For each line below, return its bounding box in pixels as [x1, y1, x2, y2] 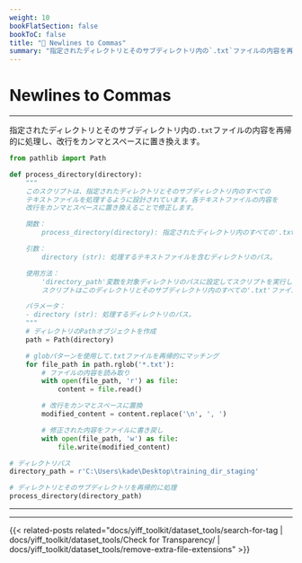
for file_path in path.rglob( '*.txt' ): [25, 360, 175, 369]
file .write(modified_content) [57, 442, 171, 451]
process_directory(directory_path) [9, 492, 143, 501]
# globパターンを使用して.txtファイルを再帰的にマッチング [25, 352, 219, 361]
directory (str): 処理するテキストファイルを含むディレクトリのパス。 [41, 253, 277, 262]
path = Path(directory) [25, 335, 115, 344]
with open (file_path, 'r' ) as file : [41, 377, 179, 386]
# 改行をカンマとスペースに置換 [41, 401, 143, 410]
